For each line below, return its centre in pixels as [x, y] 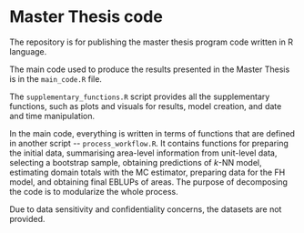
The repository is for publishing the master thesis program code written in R [152, 42]
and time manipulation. [52, 116]
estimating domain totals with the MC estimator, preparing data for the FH [147, 172]
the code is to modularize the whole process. [94, 191]
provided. [27, 218]
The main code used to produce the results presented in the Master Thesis [150, 69]
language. [28, 51]
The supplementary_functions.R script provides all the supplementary [140, 96]
